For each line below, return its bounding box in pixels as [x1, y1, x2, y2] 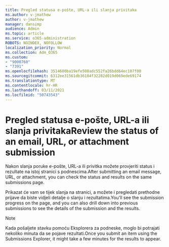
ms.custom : [5, 54, 28, 60]
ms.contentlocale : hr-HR [5, 83, 58, 88]
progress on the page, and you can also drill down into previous [5, 200, 138, 206]
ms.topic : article [5, 31, 44, 36]
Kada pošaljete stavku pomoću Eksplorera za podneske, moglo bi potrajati [5, 225, 160, 231]
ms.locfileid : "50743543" [5, 92, 60, 97]
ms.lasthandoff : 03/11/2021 [5, 87, 65, 93]
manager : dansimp [5, 21, 42, 27]
